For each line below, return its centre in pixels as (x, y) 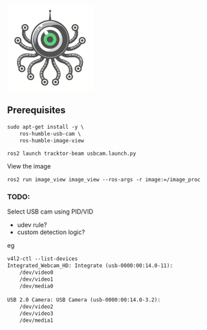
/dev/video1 (36, 279)
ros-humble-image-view (52, 140)
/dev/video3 (36, 314)
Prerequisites (36, 111)
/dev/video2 (36, 307)
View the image (29, 166)
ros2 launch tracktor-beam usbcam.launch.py (72, 153)
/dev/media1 (36, 320)
